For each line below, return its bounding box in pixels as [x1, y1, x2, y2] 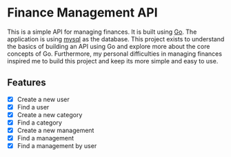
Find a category [17, 118, 62, 127]
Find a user [17, 103, 50, 111]
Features [7, 77, 46, 89]
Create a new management [17, 126, 94, 134]
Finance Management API [7, 5, 158, 21]
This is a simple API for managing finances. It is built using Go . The [7, 28, 197, 36]
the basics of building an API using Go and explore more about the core [7, 42, 210, 50]
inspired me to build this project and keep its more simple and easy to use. [7, 56, 219, 65]
